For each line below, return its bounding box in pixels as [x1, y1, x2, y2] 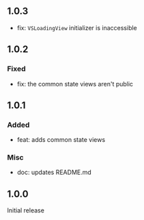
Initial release [7, 206, 44, 215]
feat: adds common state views [16, 136, 106, 144]
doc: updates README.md [16, 168, 92, 177]
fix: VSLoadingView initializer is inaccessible [16, 23, 138, 32]
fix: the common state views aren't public [16, 80, 134, 88]
